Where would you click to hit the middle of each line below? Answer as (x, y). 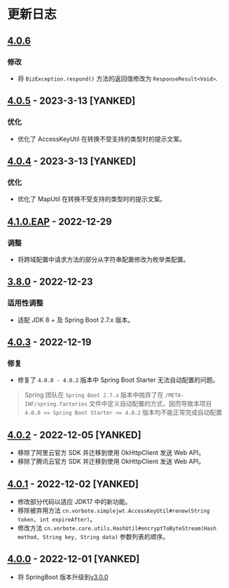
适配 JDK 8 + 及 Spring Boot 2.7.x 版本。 (76, 320)
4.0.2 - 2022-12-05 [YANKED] (74, 435)
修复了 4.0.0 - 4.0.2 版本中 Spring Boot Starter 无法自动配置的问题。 (118, 380)
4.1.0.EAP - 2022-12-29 (60, 221)
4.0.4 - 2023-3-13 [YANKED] (72, 161)
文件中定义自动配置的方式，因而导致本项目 (150, 404)
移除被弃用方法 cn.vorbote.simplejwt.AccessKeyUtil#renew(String (113, 510)
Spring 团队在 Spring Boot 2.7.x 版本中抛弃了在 (94, 395)
